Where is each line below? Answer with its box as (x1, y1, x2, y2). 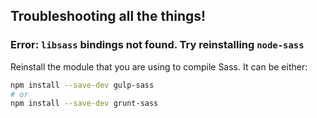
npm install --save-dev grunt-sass (10, 99, 159, 109)
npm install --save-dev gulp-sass (10, 80, 155, 90)
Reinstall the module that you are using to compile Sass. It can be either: (10, 60, 308, 73)
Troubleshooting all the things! (10, 8, 207, 25)
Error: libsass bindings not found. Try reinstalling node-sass (10, 38, 305, 52)
